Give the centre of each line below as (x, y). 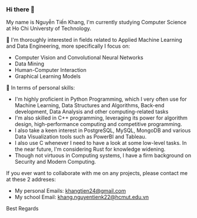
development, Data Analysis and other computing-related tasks (91, 112)
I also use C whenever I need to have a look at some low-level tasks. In (101, 143)
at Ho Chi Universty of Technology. (49, 28)
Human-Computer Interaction (50, 70)
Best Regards (22, 209)
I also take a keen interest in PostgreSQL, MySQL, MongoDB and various (103, 131)
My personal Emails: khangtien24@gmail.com (70, 191)
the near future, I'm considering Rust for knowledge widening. (90, 149)
